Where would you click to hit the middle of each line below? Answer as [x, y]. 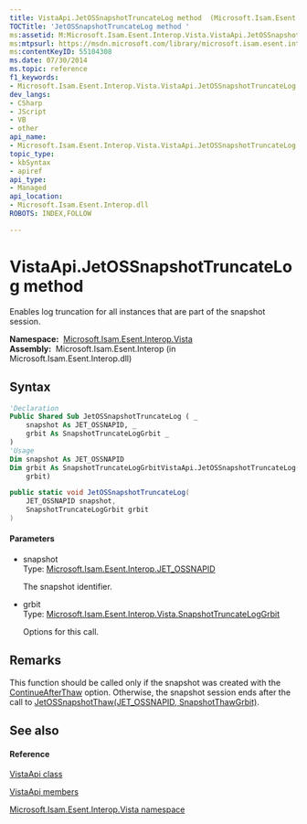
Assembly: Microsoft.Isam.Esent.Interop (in [93, 348]
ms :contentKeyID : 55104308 [61, 52]
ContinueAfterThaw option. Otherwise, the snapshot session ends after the [150, 692]
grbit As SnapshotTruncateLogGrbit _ [98, 434]
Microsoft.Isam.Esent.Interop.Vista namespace [97, 809]
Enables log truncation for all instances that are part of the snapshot [138, 311]
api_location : [37, 197]
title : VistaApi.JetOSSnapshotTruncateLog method [106, 18]
